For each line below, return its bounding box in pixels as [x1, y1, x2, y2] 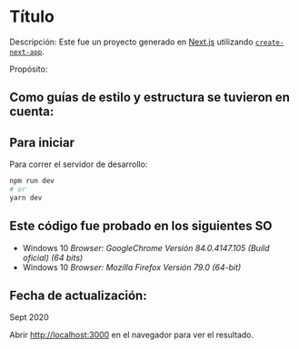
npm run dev [9, 177, 55, 186]
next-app [9, 47, 43, 56]
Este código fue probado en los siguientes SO [9, 218, 273, 234]
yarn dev [9, 193, 43, 202]
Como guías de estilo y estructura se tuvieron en [9, 90, 291, 105]
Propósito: [9, 63, 48, 74]
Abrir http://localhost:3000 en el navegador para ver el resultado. [9, 329, 254, 341]
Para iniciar [9, 134, 75, 150]
